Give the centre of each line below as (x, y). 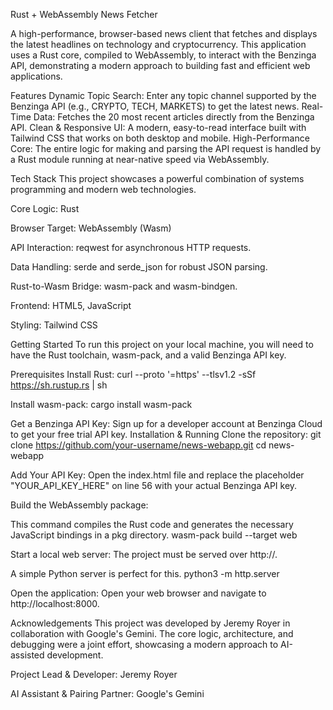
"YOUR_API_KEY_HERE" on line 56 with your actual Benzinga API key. (154, 485)
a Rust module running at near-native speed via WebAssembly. (140, 159)
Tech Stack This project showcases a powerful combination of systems (157, 178)
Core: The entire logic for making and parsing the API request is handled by (166, 148)
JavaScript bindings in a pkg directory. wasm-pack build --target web (154, 535)
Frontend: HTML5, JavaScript (71, 305)
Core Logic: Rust (45, 208)
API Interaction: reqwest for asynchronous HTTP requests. (131, 247)
